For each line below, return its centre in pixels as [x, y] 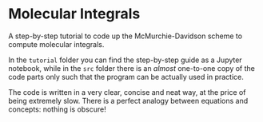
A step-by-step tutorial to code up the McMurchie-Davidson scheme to [125, 36]
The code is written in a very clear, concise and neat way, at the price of [127, 92]
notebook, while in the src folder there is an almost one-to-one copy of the [132, 68]
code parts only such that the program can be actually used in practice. [126, 77]
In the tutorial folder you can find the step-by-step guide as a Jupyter [125, 60]
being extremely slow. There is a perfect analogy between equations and [128, 100]
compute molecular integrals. [56, 44]
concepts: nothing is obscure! [57, 109]
